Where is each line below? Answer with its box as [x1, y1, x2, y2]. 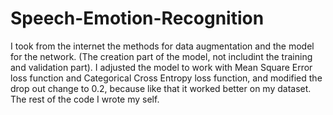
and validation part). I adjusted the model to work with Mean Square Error [10, 61, 313, 73]
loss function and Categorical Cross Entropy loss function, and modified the [10, 72, 323, 84]
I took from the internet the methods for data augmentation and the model [10, 40, 315, 52]
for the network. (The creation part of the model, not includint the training [10, 50, 313, 62]
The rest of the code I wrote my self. [10, 93, 160, 105]
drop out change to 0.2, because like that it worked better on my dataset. [10, 82, 312, 94]
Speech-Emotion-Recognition [10, 7, 265, 30]
